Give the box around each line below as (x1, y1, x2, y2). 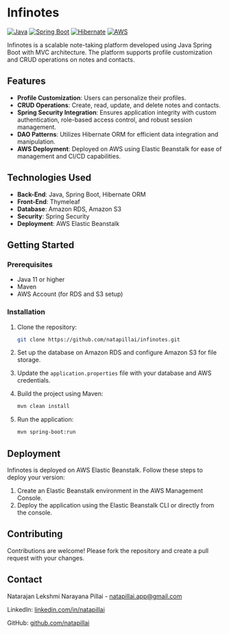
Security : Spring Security (16, 212, 90, 220)
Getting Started (7, 239, 75, 251)
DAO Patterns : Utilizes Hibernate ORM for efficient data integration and (16, 130, 219, 138)
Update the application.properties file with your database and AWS (16, 369, 212, 377)
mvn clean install (16, 403, 70, 410)
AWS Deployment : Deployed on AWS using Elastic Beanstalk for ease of (16, 144, 222, 152)
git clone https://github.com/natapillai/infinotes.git (16, 336, 180, 343)
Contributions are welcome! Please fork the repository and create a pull (7, 546, 209, 554)
